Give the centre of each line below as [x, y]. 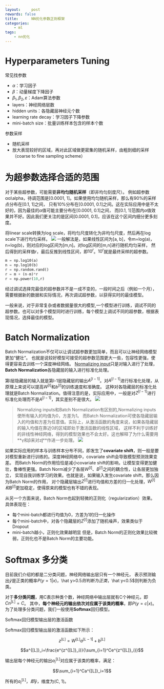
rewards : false [20, 14]
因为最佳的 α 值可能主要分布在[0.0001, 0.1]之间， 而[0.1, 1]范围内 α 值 [84, 210]
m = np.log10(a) [21, 261]
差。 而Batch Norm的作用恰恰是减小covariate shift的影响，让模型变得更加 [79, 463]
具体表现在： [18, 504]
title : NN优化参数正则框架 [35, 19]
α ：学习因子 [24, 85]
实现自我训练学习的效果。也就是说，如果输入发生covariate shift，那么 [84, 475]
